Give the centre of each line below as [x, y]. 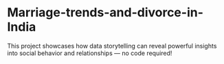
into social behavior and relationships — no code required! [90, 53]
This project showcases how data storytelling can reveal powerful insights [112, 46]
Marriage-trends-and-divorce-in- [105, 13]
